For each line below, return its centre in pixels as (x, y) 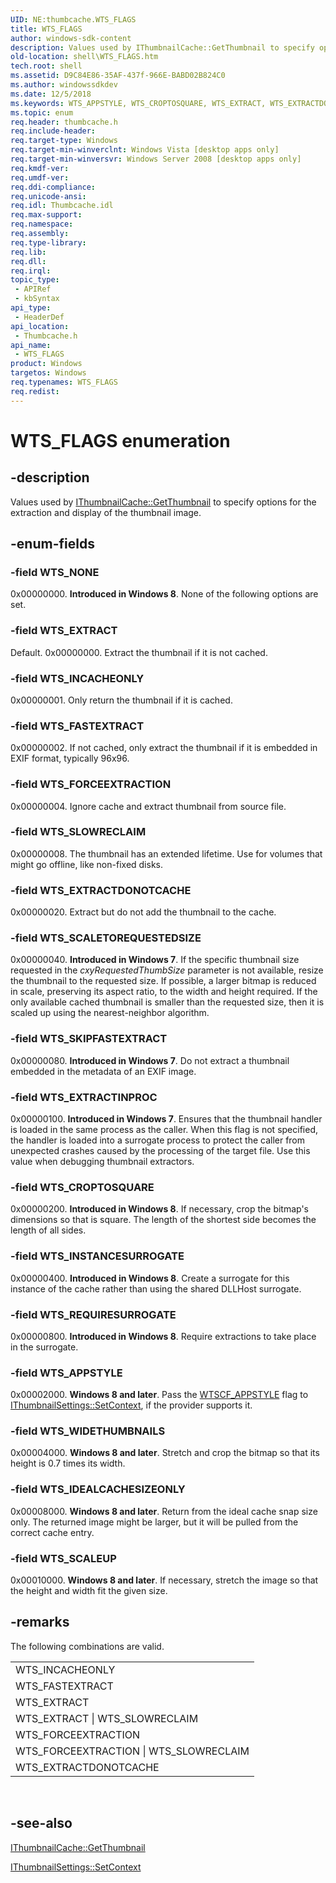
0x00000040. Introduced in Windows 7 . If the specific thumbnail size (155, 960)
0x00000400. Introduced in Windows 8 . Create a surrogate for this (150, 1278)
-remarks (40, 1622)
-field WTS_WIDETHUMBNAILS (88, 1431)
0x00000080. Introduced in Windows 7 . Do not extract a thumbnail (150, 1060)
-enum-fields (52, 544)
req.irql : (31, 271)
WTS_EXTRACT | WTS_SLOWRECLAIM (107, 1718)
